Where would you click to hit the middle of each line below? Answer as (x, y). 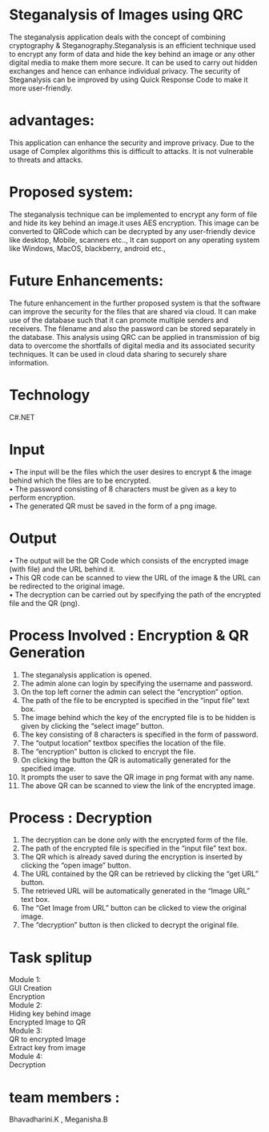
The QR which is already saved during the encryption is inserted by (132, 857)
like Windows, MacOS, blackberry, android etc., (88, 248)
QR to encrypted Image (48, 1039)
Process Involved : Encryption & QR (129, 635)
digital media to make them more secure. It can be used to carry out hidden (134, 63)
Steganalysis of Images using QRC (126, 15)
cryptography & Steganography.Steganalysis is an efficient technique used (132, 45)
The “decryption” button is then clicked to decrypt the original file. (130, 925)
